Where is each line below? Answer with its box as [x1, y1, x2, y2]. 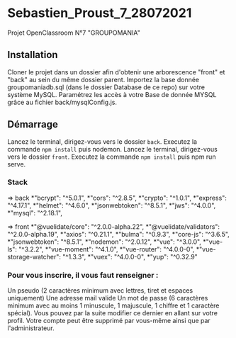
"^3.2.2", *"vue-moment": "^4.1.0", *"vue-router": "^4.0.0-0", [18, 244, 195, 253]
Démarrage [7, 118, 58, 130]
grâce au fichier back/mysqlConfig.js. [7, 98, 117, 106]
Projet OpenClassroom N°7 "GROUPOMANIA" [7, 28, 140, 37]
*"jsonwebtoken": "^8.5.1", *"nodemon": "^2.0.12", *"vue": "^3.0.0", [7, 237, 202, 246]
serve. [7, 159, 26, 168]
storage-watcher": [7, 252, 62, 261]
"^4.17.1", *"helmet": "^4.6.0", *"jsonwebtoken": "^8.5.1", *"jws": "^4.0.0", [7, 201, 216, 210]
